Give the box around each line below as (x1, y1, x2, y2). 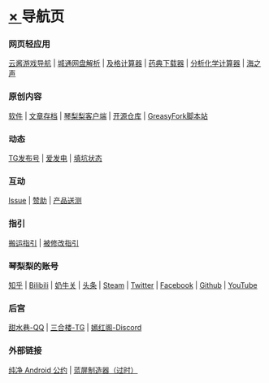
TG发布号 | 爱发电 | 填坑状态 (8, 154, 103, 163)
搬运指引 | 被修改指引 (8, 237, 80, 248)
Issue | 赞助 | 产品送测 (8, 196, 83, 206)
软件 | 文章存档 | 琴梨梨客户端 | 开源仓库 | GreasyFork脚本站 (8, 111, 209, 120)
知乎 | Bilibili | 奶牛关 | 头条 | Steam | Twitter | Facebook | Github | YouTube (8, 280, 258, 289)
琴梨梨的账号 (8, 260, 59, 272)
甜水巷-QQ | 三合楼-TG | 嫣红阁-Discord (8, 323, 142, 333)
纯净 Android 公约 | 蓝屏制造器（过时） (8, 365, 138, 375)
